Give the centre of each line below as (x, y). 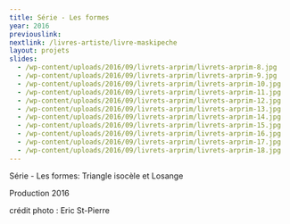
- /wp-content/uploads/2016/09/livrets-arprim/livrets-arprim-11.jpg (149, 92)
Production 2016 (39, 193)
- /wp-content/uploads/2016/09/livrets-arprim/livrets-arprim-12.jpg (149, 100)
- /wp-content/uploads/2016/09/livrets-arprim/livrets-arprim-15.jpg (149, 126)
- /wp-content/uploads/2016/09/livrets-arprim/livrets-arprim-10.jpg (149, 84)
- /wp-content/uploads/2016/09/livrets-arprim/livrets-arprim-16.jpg (149, 134)
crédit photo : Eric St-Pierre (59, 210)
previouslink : (36, 34)
